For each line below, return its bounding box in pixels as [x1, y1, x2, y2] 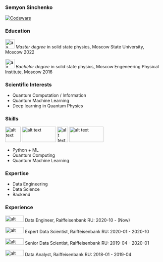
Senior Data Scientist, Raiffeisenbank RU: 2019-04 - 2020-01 [24, 240, 150, 246]
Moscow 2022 [5, 49, 35, 55]
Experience [5, 204, 33, 211]
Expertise [5, 170, 29, 177]
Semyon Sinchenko [5, 4, 53, 11]
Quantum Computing [12, 152, 55, 158]
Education [5, 28, 31, 35]
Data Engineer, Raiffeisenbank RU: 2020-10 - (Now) [24, 217, 130, 223]
